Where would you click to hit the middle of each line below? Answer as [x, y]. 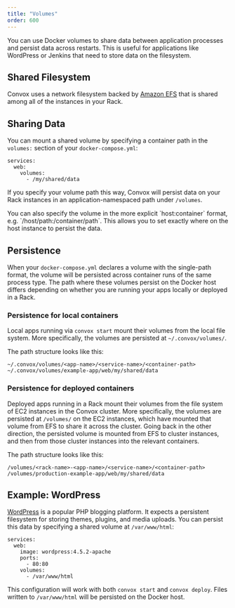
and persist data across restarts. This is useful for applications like [103, 48]
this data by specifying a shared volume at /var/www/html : [90, 527]
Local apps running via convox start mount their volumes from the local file [116, 331]
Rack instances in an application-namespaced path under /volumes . [105, 200]
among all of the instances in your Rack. [65, 102]
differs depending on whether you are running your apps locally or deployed [117, 289]
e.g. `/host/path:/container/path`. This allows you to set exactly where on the [118, 221]
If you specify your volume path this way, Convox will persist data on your [114, 192]
